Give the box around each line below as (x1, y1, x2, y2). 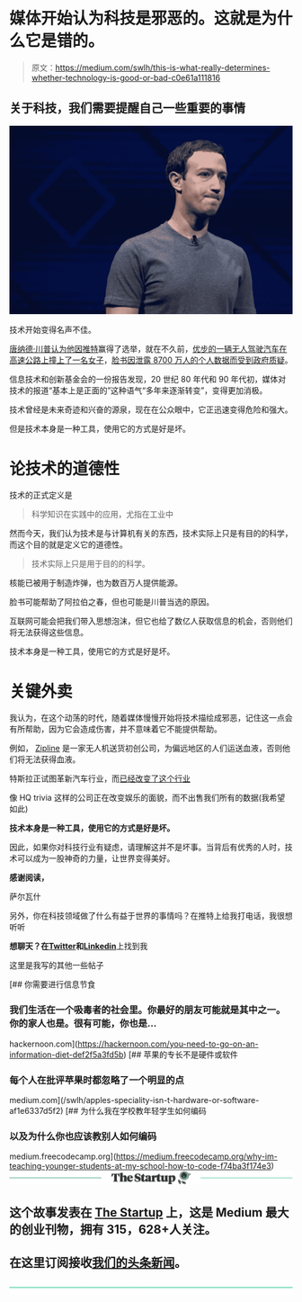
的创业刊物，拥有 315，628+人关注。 (9, 1221, 218, 1237)
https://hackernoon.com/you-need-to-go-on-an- (77, 1038, 259, 1049)
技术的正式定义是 (9, 489, 73, 500)
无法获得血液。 (24, 754, 81, 765)
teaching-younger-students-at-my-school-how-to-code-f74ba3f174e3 (9, 1161, 271, 1172)
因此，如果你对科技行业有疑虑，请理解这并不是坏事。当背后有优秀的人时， (9, 842, 285, 853)
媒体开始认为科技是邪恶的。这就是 (9, 8, 262, 29)
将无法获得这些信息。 (9, 627, 88, 638)
